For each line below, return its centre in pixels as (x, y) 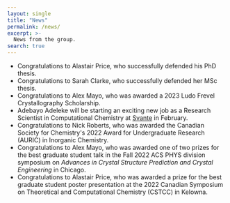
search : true (26, 46)
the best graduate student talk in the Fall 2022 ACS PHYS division (111, 155)
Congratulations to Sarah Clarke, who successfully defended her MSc (117, 81)
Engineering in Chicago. (52, 170)
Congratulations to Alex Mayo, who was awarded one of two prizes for (118, 148)
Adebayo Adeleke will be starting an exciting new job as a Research (114, 110)
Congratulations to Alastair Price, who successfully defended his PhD (117, 66)
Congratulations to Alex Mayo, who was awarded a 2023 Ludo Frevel (116, 96)
